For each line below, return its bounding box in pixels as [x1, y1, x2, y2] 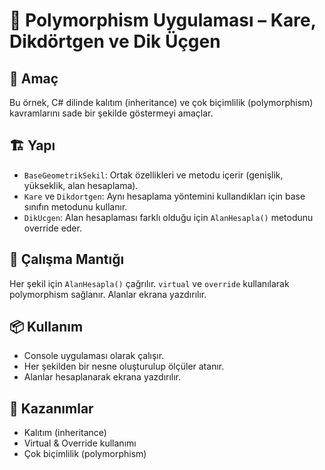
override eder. [23, 222, 82, 234]
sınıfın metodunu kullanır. [23, 200, 128, 213]
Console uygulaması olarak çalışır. [23, 350, 165, 362]
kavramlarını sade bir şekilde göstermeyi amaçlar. [9, 107, 214, 119]
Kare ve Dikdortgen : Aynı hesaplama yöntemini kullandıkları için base [23, 190, 306, 202]
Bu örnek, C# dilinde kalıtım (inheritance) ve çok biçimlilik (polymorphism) [9, 97, 314, 108]
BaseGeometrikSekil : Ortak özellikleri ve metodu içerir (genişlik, [23, 169, 284, 181]
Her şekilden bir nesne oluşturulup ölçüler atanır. [23, 360, 225, 373]
